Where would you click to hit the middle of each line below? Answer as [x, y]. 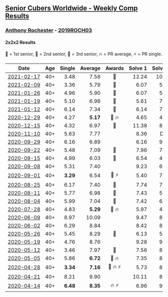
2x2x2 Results [20, 42]
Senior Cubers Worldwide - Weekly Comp [71, 8]
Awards [114, 68]
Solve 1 [138, 68]
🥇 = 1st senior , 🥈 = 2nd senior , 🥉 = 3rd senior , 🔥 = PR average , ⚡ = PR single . [84, 54]
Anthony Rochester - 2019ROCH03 [49, 31]
